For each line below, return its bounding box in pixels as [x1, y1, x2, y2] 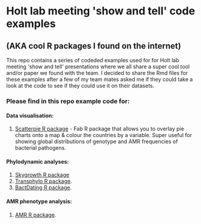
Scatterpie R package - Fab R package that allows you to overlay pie [14, 125, 184, 132]
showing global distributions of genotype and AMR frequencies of [14, 138, 178, 145]
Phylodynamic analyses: [6, 158, 69, 165]
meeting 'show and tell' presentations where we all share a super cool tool [6, 63, 190, 70]
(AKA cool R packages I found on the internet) [6, 41, 181, 51]
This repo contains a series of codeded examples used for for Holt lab [6, 57, 179, 63]
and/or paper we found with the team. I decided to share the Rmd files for [6, 69, 188, 76]
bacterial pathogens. [14, 144, 67, 152]
